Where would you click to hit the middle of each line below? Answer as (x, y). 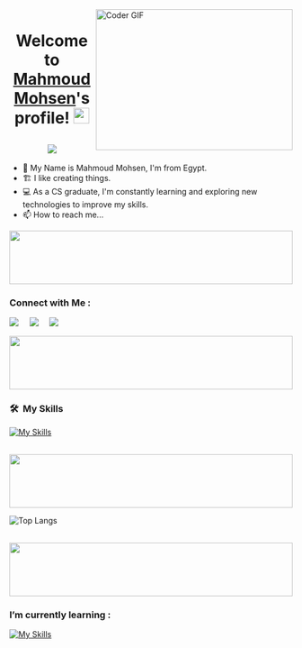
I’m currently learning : (60, 615)
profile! (42, 119)
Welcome (52, 41)
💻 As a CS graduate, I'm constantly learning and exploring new (140, 192)
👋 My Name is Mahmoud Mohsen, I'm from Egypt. (115, 168)
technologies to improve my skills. (85, 205)
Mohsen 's (52, 99)
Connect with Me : (50, 303)
